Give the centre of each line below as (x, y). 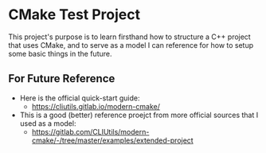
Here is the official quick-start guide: (80, 98)
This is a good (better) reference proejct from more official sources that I (139, 115)
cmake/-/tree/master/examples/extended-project (112, 140)
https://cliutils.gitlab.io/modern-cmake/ (96, 106)
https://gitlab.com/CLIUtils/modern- (90, 131)
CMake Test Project (74, 15)
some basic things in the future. (60, 53)
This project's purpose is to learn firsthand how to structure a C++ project (129, 37)
